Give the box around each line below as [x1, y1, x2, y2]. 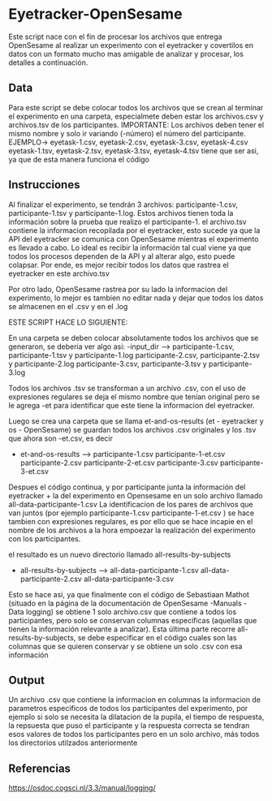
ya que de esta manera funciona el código [8, 154, 150, 164]
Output [8, 673, 45, 687]
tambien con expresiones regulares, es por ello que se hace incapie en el [8, 516, 253, 526]
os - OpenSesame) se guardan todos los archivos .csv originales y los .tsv [8, 424, 257, 434]
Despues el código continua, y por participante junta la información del [8, 482, 246, 492]
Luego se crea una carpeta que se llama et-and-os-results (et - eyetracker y [8, 416, 264, 426]
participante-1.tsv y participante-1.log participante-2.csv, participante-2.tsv [8, 350, 260, 360]
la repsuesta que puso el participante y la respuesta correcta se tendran [8, 721, 250, 730]
